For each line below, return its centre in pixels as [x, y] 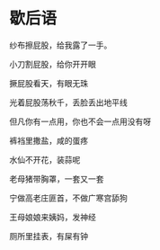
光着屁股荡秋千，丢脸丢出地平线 [68, 102]
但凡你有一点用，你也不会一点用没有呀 [80, 121]
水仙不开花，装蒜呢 [45, 159]
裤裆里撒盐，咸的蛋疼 [49, 140]
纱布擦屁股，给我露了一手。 [61, 45]
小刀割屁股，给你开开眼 [53, 64]
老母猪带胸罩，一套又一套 [57, 179]
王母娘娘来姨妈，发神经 [53, 217]
